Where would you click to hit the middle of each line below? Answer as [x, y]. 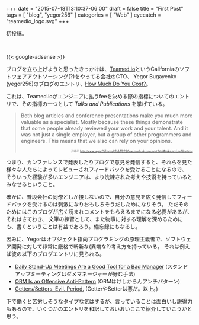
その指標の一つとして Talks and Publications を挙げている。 [95, 104]
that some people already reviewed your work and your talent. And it [104, 128]
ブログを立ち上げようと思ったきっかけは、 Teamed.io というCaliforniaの [93, 69]
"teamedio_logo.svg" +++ [38, 21]
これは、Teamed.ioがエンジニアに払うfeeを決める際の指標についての [90, 96]
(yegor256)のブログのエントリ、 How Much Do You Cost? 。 [79, 84]
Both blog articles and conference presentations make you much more [107, 116]
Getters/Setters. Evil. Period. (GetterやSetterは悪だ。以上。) [86, 289]
